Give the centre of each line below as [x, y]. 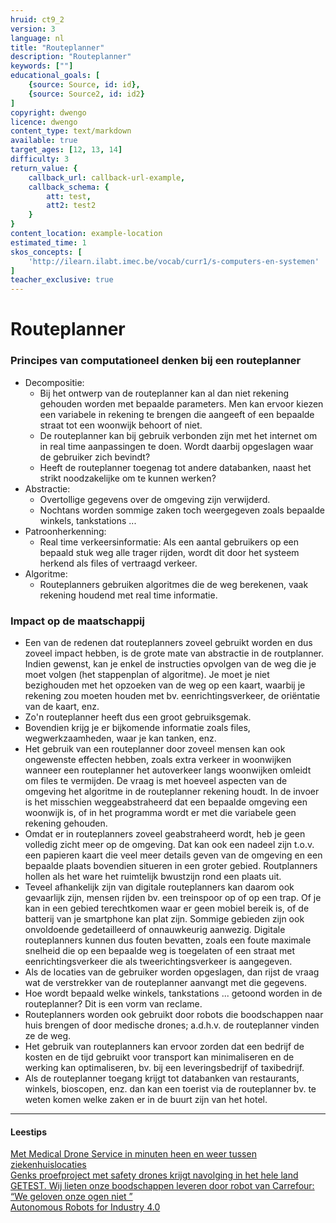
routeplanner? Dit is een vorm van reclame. [113, 1003]
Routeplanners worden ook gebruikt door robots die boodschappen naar [174, 1014]
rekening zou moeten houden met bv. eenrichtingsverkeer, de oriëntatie [172, 695]
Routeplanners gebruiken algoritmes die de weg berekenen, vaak [174, 584]
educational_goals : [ [55, 76]
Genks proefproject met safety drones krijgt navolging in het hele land [154, 1175]
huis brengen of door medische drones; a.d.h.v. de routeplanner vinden [172, 1025]
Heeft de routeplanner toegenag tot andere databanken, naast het [175, 467]
